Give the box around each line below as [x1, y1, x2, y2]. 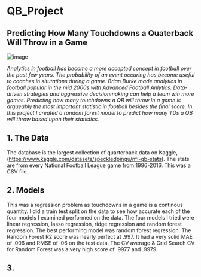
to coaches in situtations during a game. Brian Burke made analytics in [7, 78, 182, 84]
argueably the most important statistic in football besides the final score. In [7, 103, 193, 110]
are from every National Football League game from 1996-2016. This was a [7, 162, 191, 169]
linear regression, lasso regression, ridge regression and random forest [7, 220, 182, 227]
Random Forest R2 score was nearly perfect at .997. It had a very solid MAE [7, 233, 193, 240]
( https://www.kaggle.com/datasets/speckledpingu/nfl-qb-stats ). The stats [7, 155, 190, 162]
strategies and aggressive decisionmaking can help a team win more [23, 90, 194, 97]
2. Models [7, 185, 45, 196]
